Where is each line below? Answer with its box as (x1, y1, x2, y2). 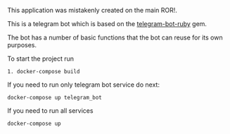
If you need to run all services (7, 106, 94, 115)
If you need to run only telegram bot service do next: (7, 80, 160, 89)
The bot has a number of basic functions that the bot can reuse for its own (7, 33, 223, 42)
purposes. (7, 41, 37, 49)
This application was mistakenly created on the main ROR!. (7, 6, 178, 14)
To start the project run (7, 54, 75, 63)
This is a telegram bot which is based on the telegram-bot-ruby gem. (7, 20, 207, 28)
